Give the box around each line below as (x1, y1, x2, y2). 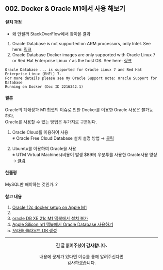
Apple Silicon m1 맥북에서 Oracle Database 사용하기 (12, 221, 114, 227)
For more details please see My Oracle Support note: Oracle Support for (5, 76, 158, 81)
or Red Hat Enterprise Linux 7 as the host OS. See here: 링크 (12, 57, 132, 63)
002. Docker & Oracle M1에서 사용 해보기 (5, 4, 126, 13)
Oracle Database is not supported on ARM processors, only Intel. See (12, 40, 151, 46)
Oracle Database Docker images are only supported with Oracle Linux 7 (12, 51, 156, 57)
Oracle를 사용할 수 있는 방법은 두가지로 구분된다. (5, 118, 97, 125)
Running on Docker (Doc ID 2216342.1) (5, 84, 83, 89)
